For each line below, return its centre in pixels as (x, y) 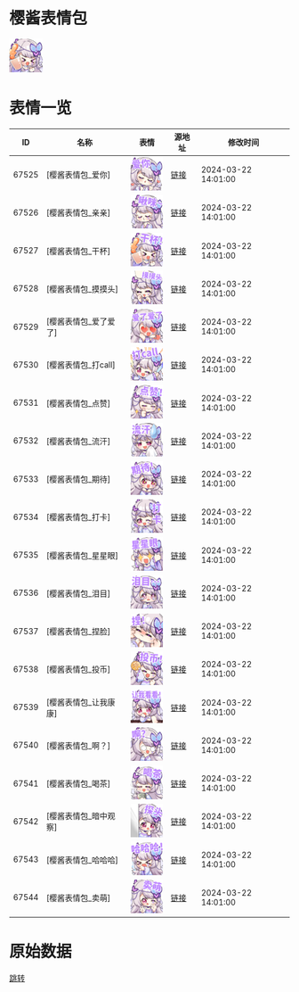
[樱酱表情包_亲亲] (78, 213)
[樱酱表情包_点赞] (78, 403)
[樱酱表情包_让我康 (81, 702)
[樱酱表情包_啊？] (78, 745)
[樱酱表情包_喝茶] (78, 784)
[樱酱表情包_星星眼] (82, 555)
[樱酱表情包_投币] (78, 669)
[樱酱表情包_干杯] (78, 251)
